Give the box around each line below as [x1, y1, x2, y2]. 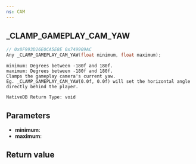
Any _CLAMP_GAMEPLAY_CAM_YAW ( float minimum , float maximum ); [6, 52, 161, 58]
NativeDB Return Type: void [6, 94, 76, 100]
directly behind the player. [6, 84, 79, 90]
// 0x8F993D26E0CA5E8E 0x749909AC [6, 47, 92, 52]
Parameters [6, 110, 51, 120]
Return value [6, 150, 55, 160]
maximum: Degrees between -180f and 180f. [6, 68, 113, 75]
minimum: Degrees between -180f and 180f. [6, 63, 113, 69]
